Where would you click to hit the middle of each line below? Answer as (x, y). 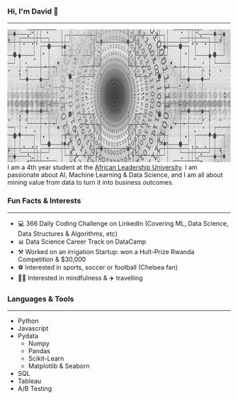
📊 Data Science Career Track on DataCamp (82, 241)
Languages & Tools (41, 299)
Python (28, 321)
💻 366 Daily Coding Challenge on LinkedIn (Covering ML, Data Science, (123, 223)
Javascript (33, 328)
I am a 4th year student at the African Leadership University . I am (102, 167)
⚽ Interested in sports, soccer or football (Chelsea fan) (98, 267)
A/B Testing (35, 388)
